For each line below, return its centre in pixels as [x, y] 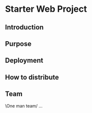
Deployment [24, 61]
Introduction [24, 27]
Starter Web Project [46, 9]
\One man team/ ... [24, 106]
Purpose [18, 43]
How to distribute [32, 77]
